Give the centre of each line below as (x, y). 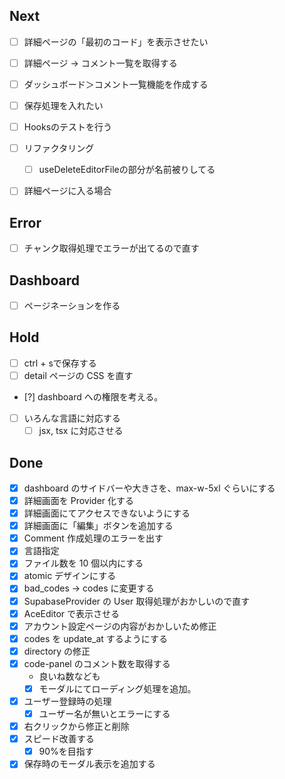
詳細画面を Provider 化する (79, 500)
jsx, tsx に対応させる (81, 431)
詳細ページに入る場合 (67, 191)
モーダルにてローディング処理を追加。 (117, 688)
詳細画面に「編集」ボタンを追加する (98, 526)
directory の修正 (57, 651)
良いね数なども (69, 676)
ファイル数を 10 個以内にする (83, 563)
